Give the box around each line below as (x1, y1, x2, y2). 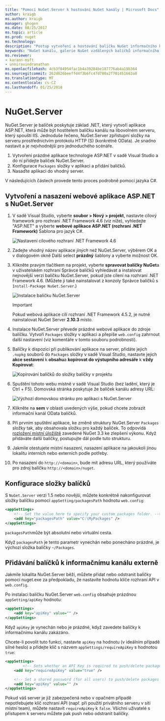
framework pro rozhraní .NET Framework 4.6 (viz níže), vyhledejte (12, 218, 146, 224)
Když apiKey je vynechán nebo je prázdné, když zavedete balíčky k (5, 624, 141, 630)
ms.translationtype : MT (5, 76, 54, 81)
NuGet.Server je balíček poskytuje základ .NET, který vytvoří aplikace (5, 122, 146, 128)
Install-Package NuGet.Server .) (12, 283, 77, 289)
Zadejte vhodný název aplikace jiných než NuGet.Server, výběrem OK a (12, 248, 157, 253)
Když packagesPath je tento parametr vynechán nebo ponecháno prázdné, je (5, 539, 160, 545)
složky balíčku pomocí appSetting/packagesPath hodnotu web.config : (5, 498, 145, 503)
